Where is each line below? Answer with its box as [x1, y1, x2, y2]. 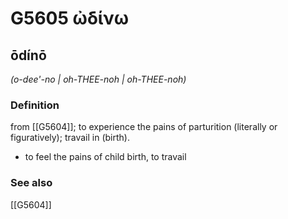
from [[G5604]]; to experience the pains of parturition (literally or [10, 121, 278, 133]
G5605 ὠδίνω [10, 7, 130, 30]
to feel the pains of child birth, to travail [24, 151, 187, 163]
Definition [10, 98, 60, 112]
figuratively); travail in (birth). [10, 132, 130, 144]
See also [10, 176, 53, 190]
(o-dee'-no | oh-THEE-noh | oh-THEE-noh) [10, 73, 187, 85]
